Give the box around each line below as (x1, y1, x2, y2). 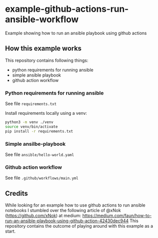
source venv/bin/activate (5, 124, 58, 129)
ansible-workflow (5, 14, 79, 25)
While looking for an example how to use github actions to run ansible (5, 202, 146, 208)
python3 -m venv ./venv (5, 120, 54, 125)
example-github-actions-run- (5, 3, 129, 15)
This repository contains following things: (5, 57, 89, 63)
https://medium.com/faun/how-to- (82, 212, 152, 219)
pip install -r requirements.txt (5, 129, 73, 133)
